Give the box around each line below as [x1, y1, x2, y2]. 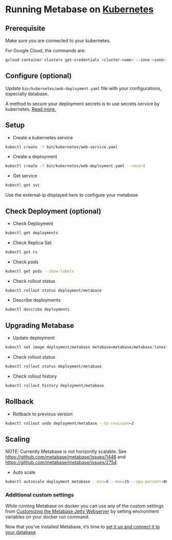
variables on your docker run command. [5, 514, 90, 520]
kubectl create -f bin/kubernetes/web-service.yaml [5, 144, 118, 150]
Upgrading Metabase [5, 321, 74, 330]
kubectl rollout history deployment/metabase [5, 383, 104, 388]
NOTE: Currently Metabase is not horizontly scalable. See [5, 448, 127, 454]
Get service [12, 173, 37, 179]
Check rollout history [12, 373, 57, 379]
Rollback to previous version [12, 411, 73, 417]
